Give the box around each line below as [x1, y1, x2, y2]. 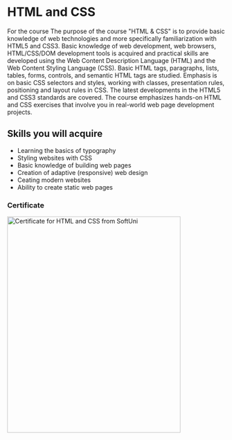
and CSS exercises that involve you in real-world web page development [7, 100, 215, 109]
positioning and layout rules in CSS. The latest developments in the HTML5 [7, 86, 221, 94]
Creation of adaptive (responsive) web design [17, 168, 148, 176]
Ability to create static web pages [17, 183, 113, 191]
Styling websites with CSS [17, 154, 92, 162]
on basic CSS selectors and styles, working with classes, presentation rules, [7, 78, 225, 86]
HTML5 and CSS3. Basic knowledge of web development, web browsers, [7, 42, 217, 50]
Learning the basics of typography [17, 146, 116, 154]
